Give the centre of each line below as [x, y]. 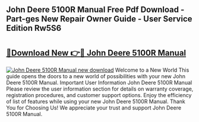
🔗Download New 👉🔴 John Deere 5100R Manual [96, 53]
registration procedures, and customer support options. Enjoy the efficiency [99, 95]
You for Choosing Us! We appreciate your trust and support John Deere [94, 108]
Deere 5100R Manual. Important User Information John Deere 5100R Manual [99, 83]
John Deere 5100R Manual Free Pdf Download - [95, 10]
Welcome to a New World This [152, 70]
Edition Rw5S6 [34, 28]
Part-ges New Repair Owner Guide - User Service [99, 19]
